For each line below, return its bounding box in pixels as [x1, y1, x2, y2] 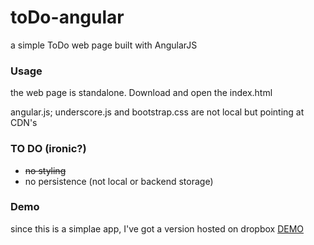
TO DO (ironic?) [10, 142, 87, 156]
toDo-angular [10, 6, 125, 29]
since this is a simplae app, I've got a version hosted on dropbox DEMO [10, 222, 305, 235]
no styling [24, 164, 67, 176]
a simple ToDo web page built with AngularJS [10, 39, 198, 51]
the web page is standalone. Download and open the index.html [10, 87, 273, 99]
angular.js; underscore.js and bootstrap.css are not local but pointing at [10, 106, 305, 118]
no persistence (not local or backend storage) [24, 175, 214, 187]
